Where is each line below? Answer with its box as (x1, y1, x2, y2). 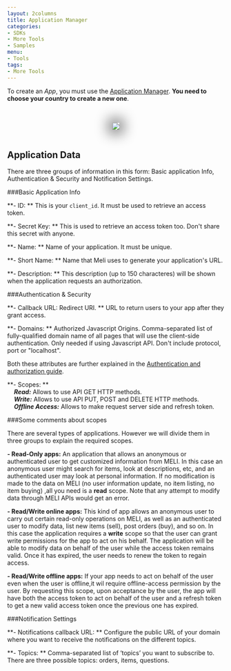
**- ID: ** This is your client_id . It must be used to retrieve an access (7, 202, 206, 210)
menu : (7, 49, 23, 56)
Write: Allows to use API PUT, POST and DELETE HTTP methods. (13, 395, 199, 404)
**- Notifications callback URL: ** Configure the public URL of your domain (7, 628, 221, 636)
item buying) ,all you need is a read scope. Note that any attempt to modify (7, 487, 221, 495)
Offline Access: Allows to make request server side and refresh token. (13, 402, 215, 411)
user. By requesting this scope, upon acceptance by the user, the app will (7, 587, 216, 595)
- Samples (7, 42, 36, 49)
